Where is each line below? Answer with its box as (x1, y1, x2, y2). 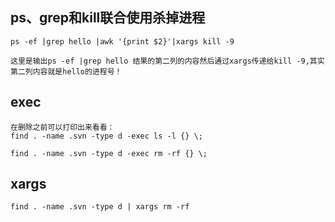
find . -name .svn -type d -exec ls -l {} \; (10, 131, 203, 141)
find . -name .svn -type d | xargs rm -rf (10, 202, 190, 212)
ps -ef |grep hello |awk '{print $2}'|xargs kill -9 (10, 36, 235, 47)
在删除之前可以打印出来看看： (10, 122, 115, 132)
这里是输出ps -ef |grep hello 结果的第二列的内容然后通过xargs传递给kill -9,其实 (10, 56, 325, 66)
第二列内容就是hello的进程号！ (10, 66, 123, 77)
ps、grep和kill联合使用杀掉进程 (10, 9, 206, 27)
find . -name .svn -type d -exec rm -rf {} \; (10, 148, 208, 158)
